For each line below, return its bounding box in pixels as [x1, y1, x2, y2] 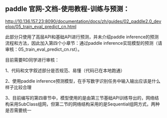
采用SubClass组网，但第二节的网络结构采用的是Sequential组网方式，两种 [9, 101, 160, 107]
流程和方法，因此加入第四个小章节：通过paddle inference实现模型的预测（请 [5, 40, 163, 46]
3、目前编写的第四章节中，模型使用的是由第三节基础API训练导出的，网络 [5, 95, 155, 101]
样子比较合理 [5, 84, 31, 90]
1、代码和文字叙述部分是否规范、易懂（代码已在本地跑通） [5, 67, 125, 73]
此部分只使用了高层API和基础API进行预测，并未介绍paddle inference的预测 [5, 34, 159, 40]
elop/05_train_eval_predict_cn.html [5, 23, 77, 29]
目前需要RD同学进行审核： [5, 57, 60, 63]
